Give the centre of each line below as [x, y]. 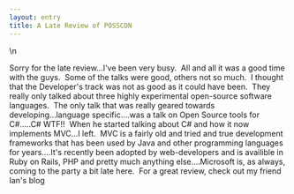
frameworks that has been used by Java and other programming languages [147, 143]
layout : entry [35, 17]
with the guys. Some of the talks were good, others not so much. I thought [147, 77]
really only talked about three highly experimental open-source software [140, 96]
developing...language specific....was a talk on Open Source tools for [135, 115]
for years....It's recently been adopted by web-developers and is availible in [147, 152]
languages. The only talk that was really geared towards [112, 105]
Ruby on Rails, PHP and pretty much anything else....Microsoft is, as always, [147, 161]
